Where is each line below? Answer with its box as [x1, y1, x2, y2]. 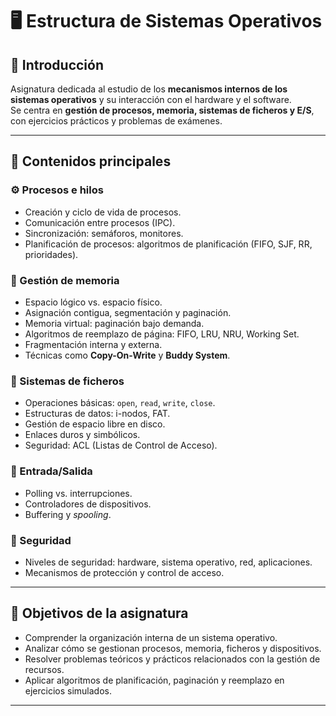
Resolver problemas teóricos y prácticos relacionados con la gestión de [24, 653, 321, 665]
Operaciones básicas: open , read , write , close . [24, 397, 216, 409]
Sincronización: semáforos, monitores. [24, 227, 184, 239]
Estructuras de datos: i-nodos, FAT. [24, 408, 171, 420]
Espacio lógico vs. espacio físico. [24, 296, 163, 308]
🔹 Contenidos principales [10, 153, 172, 170]
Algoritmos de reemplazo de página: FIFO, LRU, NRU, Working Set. [24, 328, 300, 340]
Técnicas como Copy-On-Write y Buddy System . [24, 349, 231, 361]
